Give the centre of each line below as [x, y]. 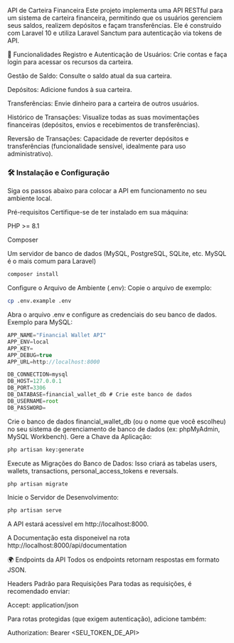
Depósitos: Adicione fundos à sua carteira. [70, 89]
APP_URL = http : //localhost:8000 [54, 362]
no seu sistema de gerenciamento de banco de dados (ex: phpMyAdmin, [114, 429]
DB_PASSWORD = [27, 408]
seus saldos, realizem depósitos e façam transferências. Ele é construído [115, 25]
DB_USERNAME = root [33, 401]
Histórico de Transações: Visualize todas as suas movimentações [103, 117]
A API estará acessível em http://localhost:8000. [78, 524]
